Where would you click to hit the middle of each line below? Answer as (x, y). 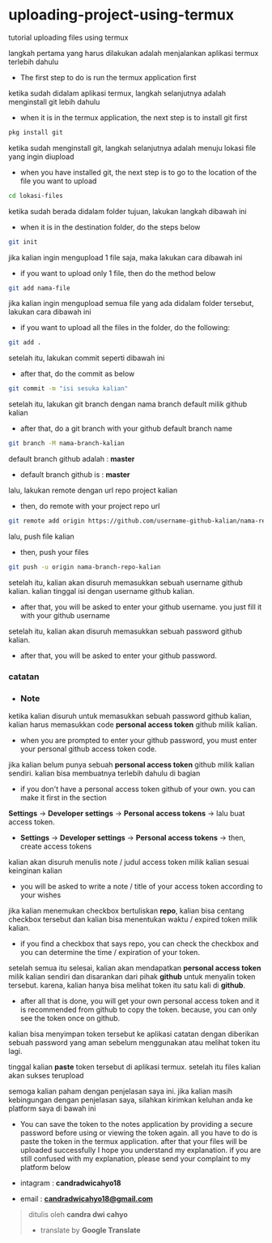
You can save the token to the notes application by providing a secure (136, 1125)
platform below (45, 1168)
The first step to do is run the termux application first (108, 77)
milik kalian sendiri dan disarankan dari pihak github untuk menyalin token (132, 977)
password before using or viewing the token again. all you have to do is (138, 1133)
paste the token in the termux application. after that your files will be (134, 1142)
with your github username (65, 615)
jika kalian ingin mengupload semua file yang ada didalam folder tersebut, (131, 303)
